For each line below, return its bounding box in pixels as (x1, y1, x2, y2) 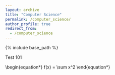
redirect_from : (5, 26, 37, 31)
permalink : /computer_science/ (5, 17, 71, 22)
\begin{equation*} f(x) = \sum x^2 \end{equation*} (5, 64, 110, 70)
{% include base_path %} (5, 45, 59, 50)
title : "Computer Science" (5, 12, 62, 17)
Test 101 (5, 54, 22, 60)
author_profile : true (5, 21, 51, 27)
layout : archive (5, 7, 39, 13)
